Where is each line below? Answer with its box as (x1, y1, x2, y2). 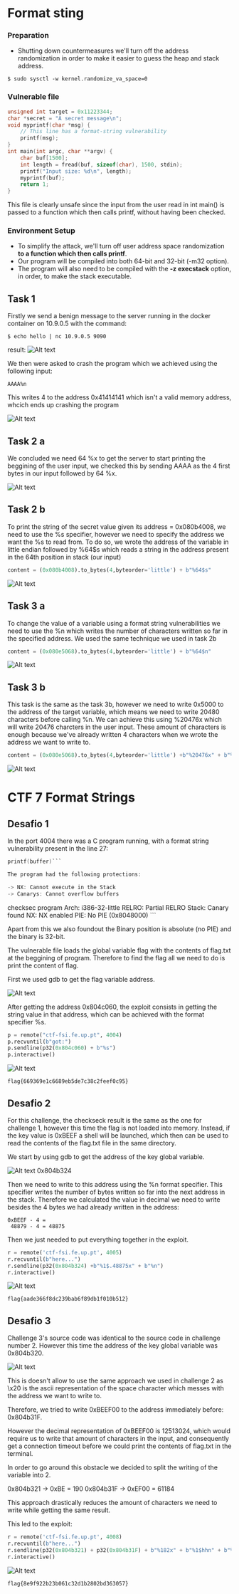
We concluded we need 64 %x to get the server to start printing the (7, 454, 206, 463)
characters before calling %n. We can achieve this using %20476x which (7, 715, 222, 724)
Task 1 (7, 293, 36, 305)
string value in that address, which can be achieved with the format (7, 1010, 205, 1019)
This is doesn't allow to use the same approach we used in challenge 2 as (7, 1376, 224, 1385)
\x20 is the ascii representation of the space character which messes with (7, 1384, 224, 1393)
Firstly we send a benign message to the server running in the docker (7, 312, 211, 320)
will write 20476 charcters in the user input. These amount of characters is (7, 723, 226, 731)
